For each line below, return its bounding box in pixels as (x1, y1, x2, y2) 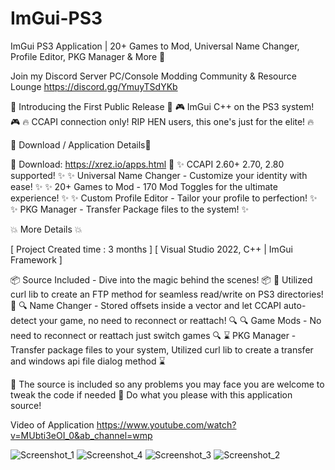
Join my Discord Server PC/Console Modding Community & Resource (10, 70, 297, 82)
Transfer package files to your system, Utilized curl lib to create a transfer (10, 343, 314, 356)
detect (10, 314, 37, 326)
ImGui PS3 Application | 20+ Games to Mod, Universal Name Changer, (10, 40, 300, 52)
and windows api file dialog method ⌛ (10, 355, 166, 367)
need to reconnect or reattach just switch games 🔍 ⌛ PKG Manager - (10, 329, 297, 341)
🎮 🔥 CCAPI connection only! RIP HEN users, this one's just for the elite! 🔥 (10, 115, 315, 127)
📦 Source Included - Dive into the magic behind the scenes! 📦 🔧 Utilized (10, 273, 313, 286)
